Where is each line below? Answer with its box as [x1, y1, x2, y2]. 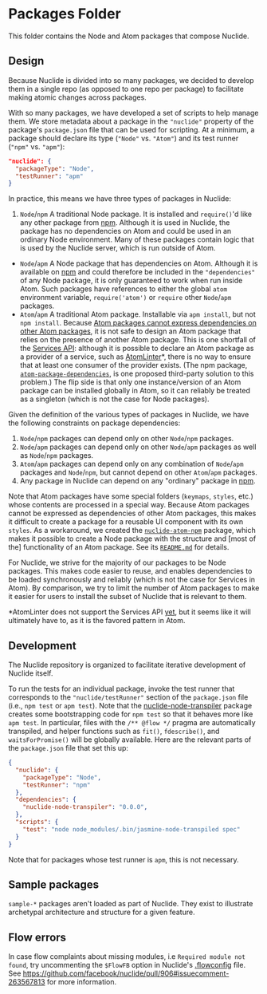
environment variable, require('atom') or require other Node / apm [19, 293, 232, 302]
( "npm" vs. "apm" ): [8, 141, 65, 152]
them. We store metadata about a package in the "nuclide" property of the [8, 116, 254, 126]
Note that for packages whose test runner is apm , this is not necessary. [8, 854, 239, 864]
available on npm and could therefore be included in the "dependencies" [19, 267, 256, 277]
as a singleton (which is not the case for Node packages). [19, 394, 210, 404]
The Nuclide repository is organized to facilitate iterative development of [8, 660, 246, 670]
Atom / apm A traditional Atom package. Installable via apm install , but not [19, 310, 257, 319]
